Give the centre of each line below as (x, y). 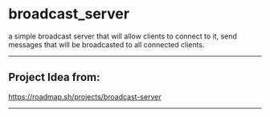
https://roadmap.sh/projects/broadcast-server (85, 96)
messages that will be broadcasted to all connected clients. (106, 44)
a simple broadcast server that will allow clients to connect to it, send (123, 36)
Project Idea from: (54, 77)
